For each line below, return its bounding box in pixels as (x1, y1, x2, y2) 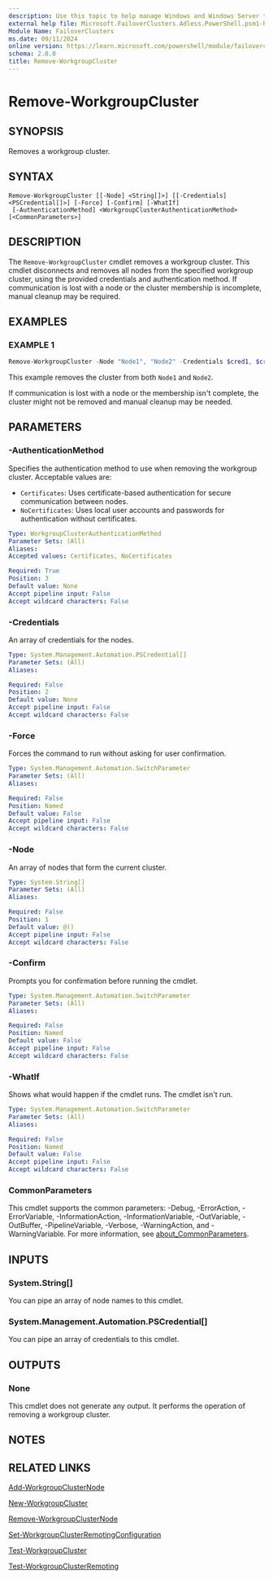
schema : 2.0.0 (8, 50, 57, 58)
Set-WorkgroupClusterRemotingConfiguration (8, 1530, 162, 1540)
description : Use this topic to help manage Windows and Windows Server (8, 11, 260, 20)
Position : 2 (8, 688, 49, 696)
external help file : (8, 20, 79, 28)
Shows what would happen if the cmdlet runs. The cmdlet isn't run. (8, 1090, 233, 1099)
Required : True (8, 567, 60, 575)
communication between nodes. (19, 496, 128, 506)
